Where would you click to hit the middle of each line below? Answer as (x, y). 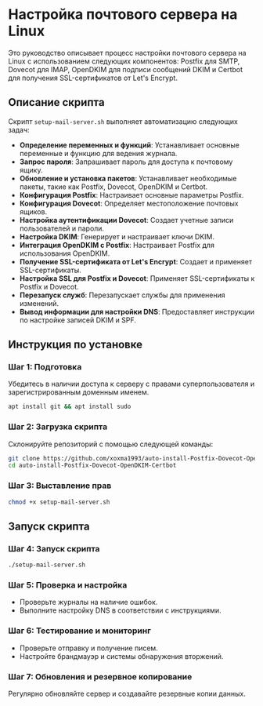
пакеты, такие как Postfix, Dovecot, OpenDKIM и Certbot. (113, 187)
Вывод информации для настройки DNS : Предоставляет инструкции (137, 311)
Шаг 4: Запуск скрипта (54, 548)
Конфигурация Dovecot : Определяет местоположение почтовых (129, 203)
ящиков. (33, 211)
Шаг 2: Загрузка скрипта (58, 427)
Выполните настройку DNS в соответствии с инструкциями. (120, 610)
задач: (19, 129)
